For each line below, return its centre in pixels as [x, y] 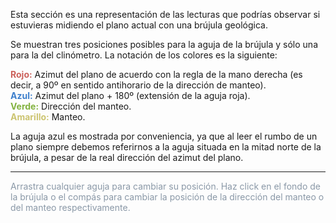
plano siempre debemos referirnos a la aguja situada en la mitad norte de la [166, 147]
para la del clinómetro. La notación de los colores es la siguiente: [144, 55]
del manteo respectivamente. [70, 207]
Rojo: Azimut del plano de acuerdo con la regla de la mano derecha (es [156, 74]
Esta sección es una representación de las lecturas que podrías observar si [165, 14]
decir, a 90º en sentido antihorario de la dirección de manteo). [138, 85]
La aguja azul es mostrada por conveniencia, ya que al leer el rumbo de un [164, 136]
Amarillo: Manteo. [48, 117]
